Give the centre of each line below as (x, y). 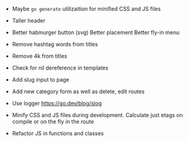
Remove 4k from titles (40, 56)
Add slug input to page (41, 80)
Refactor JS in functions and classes (58, 133)
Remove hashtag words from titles (55, 44)
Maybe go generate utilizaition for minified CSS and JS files (86, 9)
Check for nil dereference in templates (60, 68)
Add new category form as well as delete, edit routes (78, 91)
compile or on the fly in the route (53, 122)
